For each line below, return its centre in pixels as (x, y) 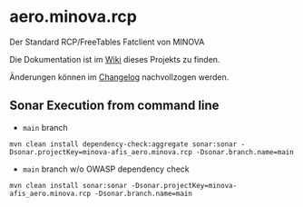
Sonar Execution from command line (114, 106)
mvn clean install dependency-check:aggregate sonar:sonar (123, 144)
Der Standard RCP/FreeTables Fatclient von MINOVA (107, 42)
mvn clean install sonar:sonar (68, 185)
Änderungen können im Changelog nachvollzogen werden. (119, 77)
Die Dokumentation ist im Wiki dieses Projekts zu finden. (115, 59)
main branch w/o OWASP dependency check (106, 169)
